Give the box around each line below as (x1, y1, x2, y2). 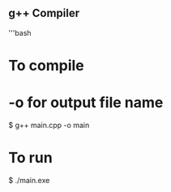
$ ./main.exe (8, 175, 50, 185)
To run (8, 149, 53, 167)
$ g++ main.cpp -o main (8, 120, 90, 130)
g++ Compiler (8, 6, 80, 20)
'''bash (8, 28, 32, 37)
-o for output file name (8, 93, 164, 112)
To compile (8, 57, 85, 75)
